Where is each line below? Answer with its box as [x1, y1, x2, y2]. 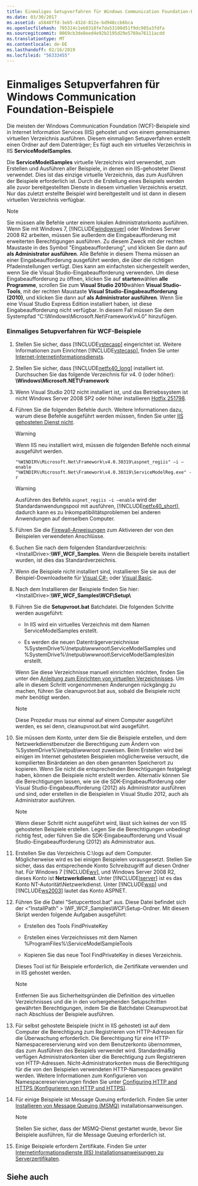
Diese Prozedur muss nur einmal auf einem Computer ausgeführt [15, 716, 173, 724]
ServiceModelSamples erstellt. [24, 627, 99, 634]
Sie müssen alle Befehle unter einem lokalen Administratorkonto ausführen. [6, 219, 189, 226]
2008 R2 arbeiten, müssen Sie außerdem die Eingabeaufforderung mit [6, 231, 177, 238]
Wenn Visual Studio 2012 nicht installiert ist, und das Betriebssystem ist [15, 388, 189, 395]
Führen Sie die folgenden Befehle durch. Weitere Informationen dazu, [15, 406, 183, 413]
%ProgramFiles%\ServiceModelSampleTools [24, 940, 133, 947]
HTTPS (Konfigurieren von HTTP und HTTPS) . [15, 1084, 127, 1091]
